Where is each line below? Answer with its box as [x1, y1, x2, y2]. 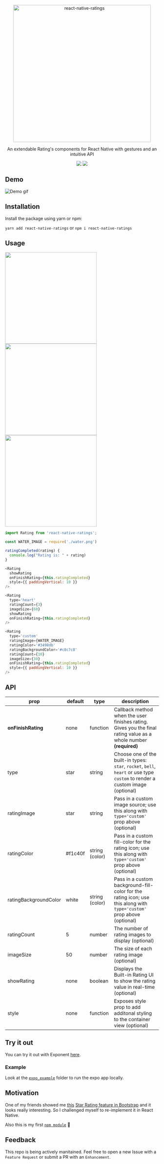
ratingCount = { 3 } [9, 602, 42, 607]
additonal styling [114, 1010, 152, 1017]
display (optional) [114, 937, 154, 944]
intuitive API [70, 151, 94, 157]
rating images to [114, 931, 151, 938]
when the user [114, 712, 147, 719]
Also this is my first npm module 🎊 [5, 1122, 71, 1127]
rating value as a [114, 730, 152, 737]
